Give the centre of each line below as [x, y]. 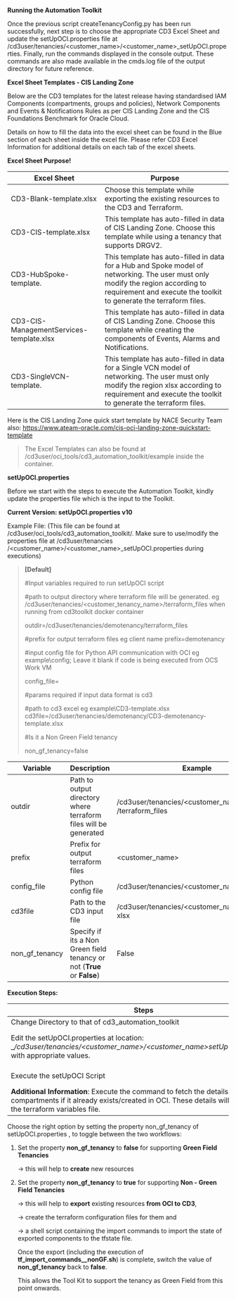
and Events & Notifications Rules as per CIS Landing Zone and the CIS [109, 111]
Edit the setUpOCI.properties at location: [77, 1038]
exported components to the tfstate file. [75, 1238]
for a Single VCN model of [147, 368]
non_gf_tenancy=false [57, 751]
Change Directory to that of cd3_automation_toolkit [95, 1022]
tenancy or [87, 958]
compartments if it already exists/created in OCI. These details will [120, 1100]
